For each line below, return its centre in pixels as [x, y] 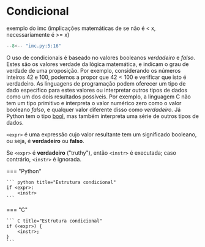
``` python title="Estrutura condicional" [61, 182]
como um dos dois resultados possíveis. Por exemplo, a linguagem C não [99, 97]
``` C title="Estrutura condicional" [54, 221]
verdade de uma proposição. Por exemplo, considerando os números [94, 70]
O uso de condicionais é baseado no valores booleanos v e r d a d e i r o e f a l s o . [101, 57]
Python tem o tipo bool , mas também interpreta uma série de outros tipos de [102, 116]
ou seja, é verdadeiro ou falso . [45, 141]
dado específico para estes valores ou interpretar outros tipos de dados [97, 90]
